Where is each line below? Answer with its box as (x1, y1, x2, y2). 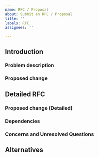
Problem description (5, 62, 54, 69)
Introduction (5, 47, 44, 56)
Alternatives (5, 145, 44, 154)
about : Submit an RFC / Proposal (5, 12, 73, 17)
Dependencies (5, 118, 40, 124)
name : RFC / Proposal (5, 7, 49, 12)
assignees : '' (5, 25, 34, 30)
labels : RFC (5, 20, 29, 26)
